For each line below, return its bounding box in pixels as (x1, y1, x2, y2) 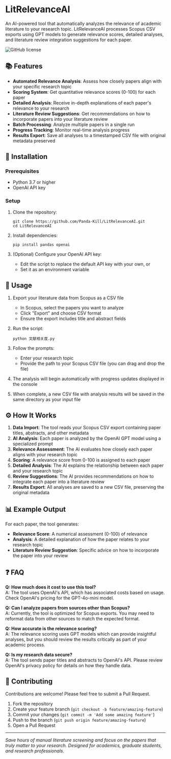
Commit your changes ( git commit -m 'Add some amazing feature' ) (12, 711, 155, 717)
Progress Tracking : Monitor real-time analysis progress (12, 126, 130, 133)
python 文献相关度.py (12, 336, 55, 341)
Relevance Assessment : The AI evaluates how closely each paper (12, 446, 153, 452)
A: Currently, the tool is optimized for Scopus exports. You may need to (5, 610, 154, 616)
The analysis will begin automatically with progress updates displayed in (12, 376, 164, 382)
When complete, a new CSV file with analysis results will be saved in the (12, 391, 164, 397)
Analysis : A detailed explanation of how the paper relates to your (12, 536, 150, 542)
